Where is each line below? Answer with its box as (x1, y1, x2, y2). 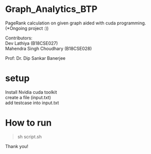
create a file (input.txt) (5, 94, 51, 100)
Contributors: (5, 35, 32, 41)
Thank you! (5, 143, 28, 149)
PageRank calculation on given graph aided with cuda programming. (5, 20, 146, 26)
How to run (5, 117, 52, 129)
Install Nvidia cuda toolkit (5, 89, 57, 95)
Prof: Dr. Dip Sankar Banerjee (5, 55, 66, 61)
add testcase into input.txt (5, 100, 59, 106)
